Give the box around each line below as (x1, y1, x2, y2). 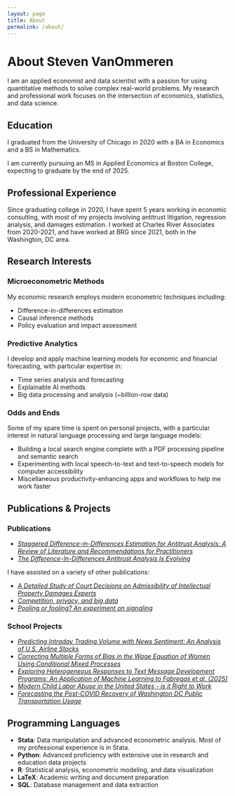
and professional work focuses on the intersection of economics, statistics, (7, 92, 224, 100)
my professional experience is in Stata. (17, 743, 130, 752)
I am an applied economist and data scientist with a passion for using (7, 76, 207, 85)
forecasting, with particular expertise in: (7, 362, 123, 370)
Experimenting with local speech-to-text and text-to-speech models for (17, 460, 224, 468)
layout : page (7, 10, 46, 18)
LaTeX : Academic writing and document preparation (17, 773, 169, 782)
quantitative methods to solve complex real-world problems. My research (7, 84, 220, 93)
